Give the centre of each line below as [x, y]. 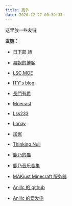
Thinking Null [27, 144]
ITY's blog [23, 83]
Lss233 [21, 113]
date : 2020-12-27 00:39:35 [34, 15]
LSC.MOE [23, 73]
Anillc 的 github [29, 187]
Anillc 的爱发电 [28, 198]
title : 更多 [17, 10]
